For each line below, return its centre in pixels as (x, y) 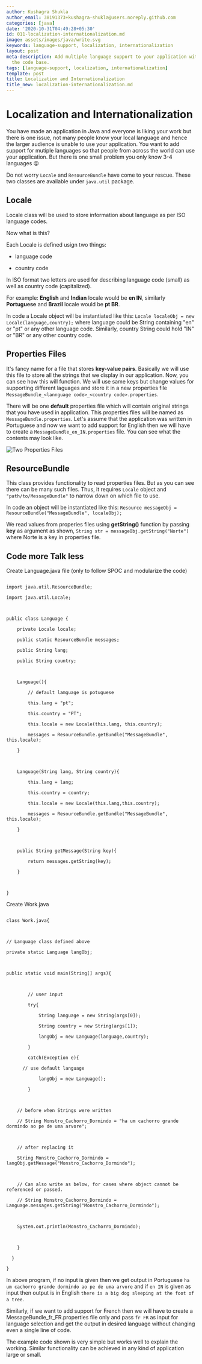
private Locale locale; (47, 630)
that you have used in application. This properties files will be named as (95, 412)
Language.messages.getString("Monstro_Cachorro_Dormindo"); (83, 1206)
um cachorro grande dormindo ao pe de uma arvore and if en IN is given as (99, 1287)
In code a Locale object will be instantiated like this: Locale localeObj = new (100, 316)
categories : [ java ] (31, 23)
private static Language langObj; (50, 952)
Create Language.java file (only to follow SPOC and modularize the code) (97, 571)
